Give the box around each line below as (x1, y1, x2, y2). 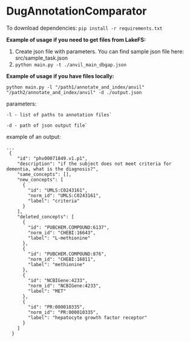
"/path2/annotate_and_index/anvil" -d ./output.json (6, 89, 142, 95)
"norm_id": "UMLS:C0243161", (28, 192, 102, 198)
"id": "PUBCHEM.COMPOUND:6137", (28, 224, 110, 230)
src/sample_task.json (15, 54, 68, 61)
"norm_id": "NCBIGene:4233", (28, 283, 102, 289)
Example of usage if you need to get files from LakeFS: (6, 36, 146, 43)
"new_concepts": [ (17, 176, 64, 183)
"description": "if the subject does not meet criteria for (17, 161, 172, 167)
